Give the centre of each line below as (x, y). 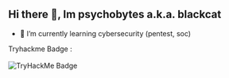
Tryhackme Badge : (41, 49)
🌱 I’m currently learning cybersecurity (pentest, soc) (105, 33)
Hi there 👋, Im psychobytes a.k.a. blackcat (115, 15)
